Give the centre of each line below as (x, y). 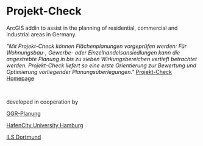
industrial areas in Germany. (42, 34)
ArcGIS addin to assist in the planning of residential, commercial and (92, 28)
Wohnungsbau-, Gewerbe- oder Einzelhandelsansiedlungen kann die (93, 52)
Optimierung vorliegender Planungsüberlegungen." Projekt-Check (89, 71)
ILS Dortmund (24, 137)
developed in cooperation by (42, 102)
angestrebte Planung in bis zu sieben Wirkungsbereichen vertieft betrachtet (101, 59)
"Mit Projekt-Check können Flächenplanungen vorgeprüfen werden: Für (97, 46)
